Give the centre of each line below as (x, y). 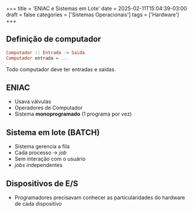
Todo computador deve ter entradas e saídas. (61, 69)
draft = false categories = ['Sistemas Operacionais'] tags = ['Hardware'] (93, 15)
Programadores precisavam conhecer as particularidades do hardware (100, 197)
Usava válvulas (33, 102)
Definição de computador (54, 39)
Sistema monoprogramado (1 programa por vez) (73, 114)
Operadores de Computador (49, 108)
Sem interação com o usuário (50, 159)
